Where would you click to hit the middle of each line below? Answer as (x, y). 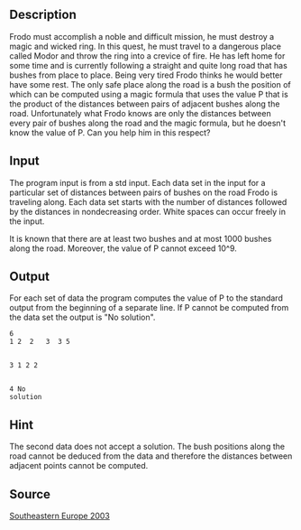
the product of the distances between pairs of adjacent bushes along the (145, 104)
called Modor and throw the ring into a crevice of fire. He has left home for (147, 56)
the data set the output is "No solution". (82, 317)
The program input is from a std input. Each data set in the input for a (137, 182)
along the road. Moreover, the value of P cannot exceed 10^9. (123, 248)
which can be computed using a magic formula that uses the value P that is (149, 94)
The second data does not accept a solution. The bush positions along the (147, 447)
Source (30, 494)
